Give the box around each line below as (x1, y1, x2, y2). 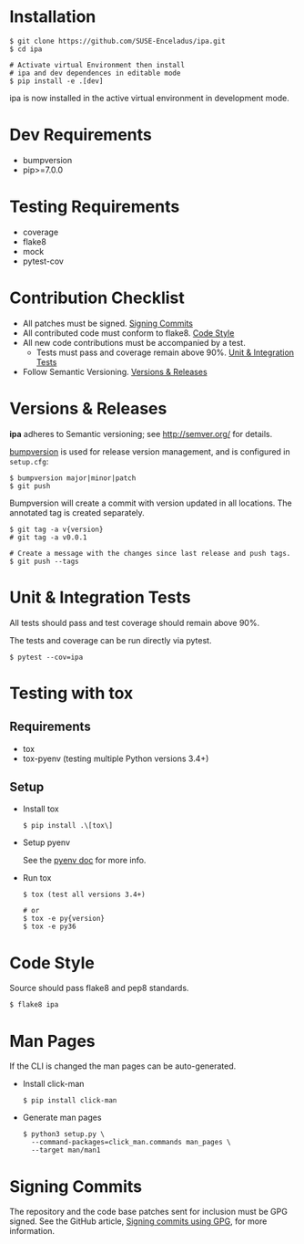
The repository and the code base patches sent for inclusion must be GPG (9, 1207, 289, 1218)
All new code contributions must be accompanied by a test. (22, 337, 246, 348)
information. (9, 1226, 56, 1237)
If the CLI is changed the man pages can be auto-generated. (9, 1061, 237, 1072)
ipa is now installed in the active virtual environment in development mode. (9, 92, 289, 103)
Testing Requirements (9, 196, 180, 217)
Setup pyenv (22, 837, 71, 848)
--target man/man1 (31, 1145, 101, 1155)
